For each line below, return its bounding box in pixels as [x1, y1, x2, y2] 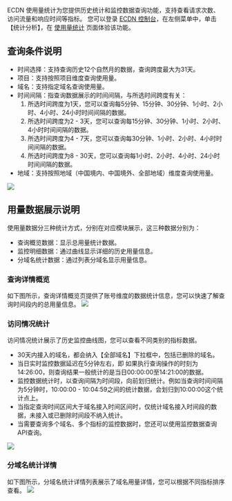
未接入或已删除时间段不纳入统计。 [29, 411, 126, 419]
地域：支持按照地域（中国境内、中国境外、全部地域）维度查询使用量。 [17, 169, 217, 177]
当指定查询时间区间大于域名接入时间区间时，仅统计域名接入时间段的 [17, 403, 211, 411]
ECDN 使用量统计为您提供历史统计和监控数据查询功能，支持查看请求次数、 [7, 6, 220, 14]
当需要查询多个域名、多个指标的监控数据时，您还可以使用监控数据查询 [17, 420, 217, 428]
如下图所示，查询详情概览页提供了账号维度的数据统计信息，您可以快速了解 [7, 291, 219, 299]
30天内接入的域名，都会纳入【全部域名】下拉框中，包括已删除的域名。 [17, 351, 219, 359]
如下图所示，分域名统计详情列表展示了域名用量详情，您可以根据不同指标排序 [7, 478, 225, 486]
